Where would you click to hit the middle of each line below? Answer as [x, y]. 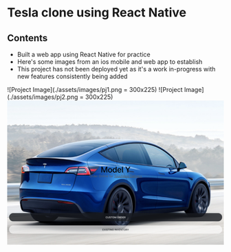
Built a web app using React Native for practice [84, 54]
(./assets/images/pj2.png [43, 97]
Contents [27, 38]
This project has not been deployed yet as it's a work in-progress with [116, 69]
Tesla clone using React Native [97, 13]
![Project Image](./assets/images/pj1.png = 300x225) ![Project [95, 90]
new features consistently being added [72, 76]
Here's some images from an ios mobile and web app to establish [110, 62]
